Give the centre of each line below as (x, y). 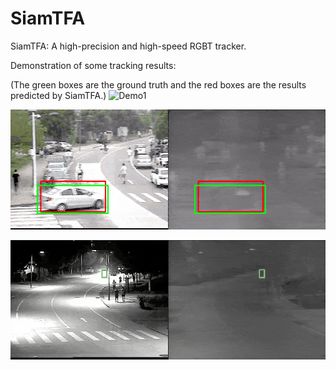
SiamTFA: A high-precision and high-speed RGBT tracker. (128, 46)
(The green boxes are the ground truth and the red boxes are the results (158, 84)
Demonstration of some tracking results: (93, 65)
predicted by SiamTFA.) (58, 95)
